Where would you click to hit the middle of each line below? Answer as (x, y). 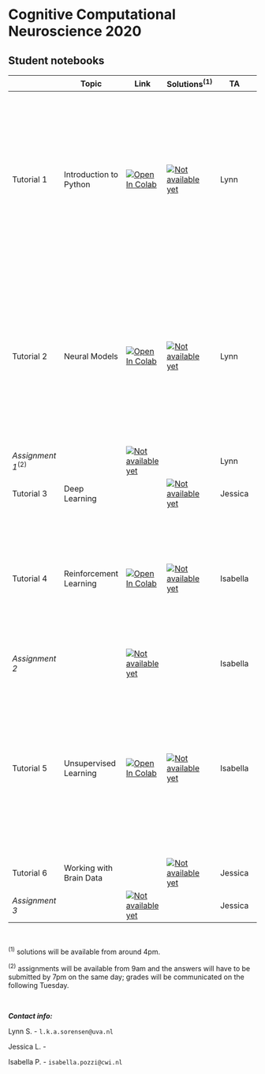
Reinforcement (91, 574)
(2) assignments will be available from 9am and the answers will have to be (129, 967)
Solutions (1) (190, 84)
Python (77, 185)
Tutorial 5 (30, 768)
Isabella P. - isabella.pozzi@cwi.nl (65, 1061)
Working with (88, 869)
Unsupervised (90, 763)
